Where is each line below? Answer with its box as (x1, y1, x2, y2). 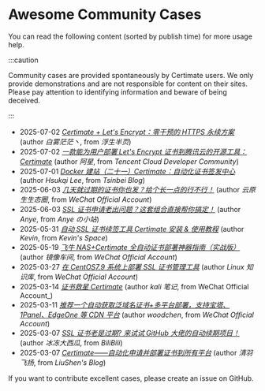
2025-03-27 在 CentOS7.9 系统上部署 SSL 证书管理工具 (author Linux (19, 262, 244, 271)
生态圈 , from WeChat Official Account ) (26, 195, 152, 204)
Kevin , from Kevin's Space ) (19, 233, 108, 242)
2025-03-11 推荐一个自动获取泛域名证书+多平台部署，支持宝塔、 (19, 300, 230, 309)
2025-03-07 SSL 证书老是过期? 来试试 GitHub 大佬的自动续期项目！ (19, 328, 241, 337)
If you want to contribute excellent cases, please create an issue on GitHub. (8, 373, 254, 383)
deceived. (8, 95, 41, 105)
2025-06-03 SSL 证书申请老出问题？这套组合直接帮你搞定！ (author (19, 204, 241, 214)
